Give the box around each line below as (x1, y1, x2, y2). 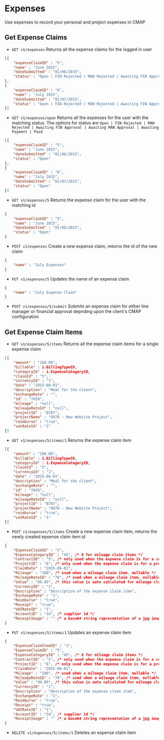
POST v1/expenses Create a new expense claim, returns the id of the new (11, 243, 158, 249)
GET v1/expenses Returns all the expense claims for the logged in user (11, 46, 152, 52)
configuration (11, 314, 39, 320)
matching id (11, 202, 36, 208)
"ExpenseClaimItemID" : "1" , (13, 644, 73, 648)
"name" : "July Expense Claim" (13, 290, 77, 295)
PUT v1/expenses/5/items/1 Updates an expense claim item (11, 629, 132, 635)
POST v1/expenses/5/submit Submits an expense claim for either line (11, 303, 149, 309)
